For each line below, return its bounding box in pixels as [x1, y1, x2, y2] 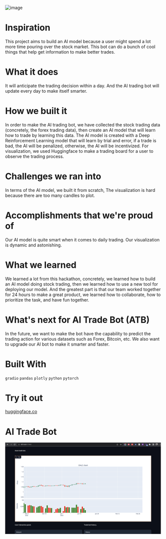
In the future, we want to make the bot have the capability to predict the [5, 330, 151, 337]
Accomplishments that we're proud [5, 210, 153, 221]
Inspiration [5, 22, 50, 33]
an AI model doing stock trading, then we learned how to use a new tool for [5, 281, 158, 287]
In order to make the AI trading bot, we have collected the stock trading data [5, 121, 161, 127]
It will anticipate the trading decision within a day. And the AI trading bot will [5, 82, 160, 89]
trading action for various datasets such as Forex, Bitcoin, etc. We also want [5, 336, 160, 342]
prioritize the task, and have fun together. [5, 297, 89, 302]
